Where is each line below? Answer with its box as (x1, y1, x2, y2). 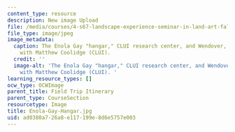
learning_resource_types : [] (7, 75, 92, 82)
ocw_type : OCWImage (7, 82, 64, 89)
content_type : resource (7, 10, 77, 17)
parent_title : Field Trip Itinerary (7, 88, 114, 95)
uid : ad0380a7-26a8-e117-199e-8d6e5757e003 (7, 114, 136, 121)
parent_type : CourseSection (7, 95, 90, 102)
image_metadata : (7, 36, 55, 43)
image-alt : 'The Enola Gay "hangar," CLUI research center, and (13, 62, 205, 69)
